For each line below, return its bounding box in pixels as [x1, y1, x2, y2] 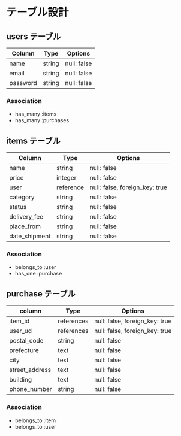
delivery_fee [9, 213, 44, 221]
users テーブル [6, 31, 61, 41]
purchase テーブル [6, 289, 76, 299]
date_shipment [9, 232, 51, 240]
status [9, 203, 27, 211]
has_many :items [14, 110, 57, 117]
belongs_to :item [14, 417, 56, 424]
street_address [9, 366, 52, 374]
